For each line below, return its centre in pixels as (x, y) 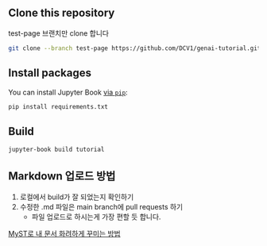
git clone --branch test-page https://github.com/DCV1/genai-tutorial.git (135, 48)
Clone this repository (62, 13)
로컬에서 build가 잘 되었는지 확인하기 (77, 197)
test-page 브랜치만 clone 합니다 (59, 33)
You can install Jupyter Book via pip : (68, 92)
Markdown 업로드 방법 (62, 177)
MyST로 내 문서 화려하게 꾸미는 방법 (64, 233)
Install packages (50, 73)
